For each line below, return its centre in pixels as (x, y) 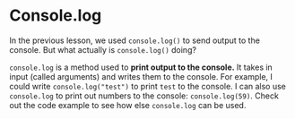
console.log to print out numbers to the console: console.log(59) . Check (144, 96)
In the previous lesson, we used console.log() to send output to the (134, 40)
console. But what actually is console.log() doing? (103, 49)
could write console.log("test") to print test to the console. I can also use (148, 86)
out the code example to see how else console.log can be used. (128, 105)
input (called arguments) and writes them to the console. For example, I (141, 76)
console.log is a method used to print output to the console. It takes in (141, 67)
